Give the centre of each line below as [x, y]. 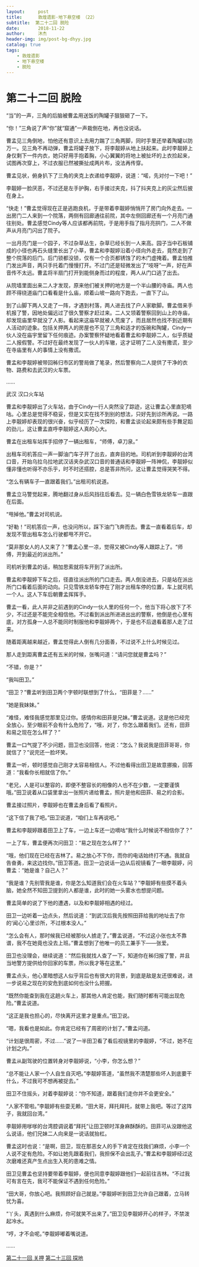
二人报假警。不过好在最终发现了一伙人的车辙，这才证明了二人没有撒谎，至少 [99, 342]
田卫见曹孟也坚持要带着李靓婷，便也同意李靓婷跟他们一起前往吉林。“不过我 [98, 1174]
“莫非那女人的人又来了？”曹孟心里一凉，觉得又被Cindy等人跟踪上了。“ [92, 547]
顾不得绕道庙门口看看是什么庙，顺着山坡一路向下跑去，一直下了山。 [89, 293]
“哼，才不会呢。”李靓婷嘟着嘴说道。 [49, 1234]
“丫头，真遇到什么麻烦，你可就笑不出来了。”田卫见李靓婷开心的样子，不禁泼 [98, 1214]
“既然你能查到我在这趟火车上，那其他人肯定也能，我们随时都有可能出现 [93, 996]
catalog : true [24, 45]
